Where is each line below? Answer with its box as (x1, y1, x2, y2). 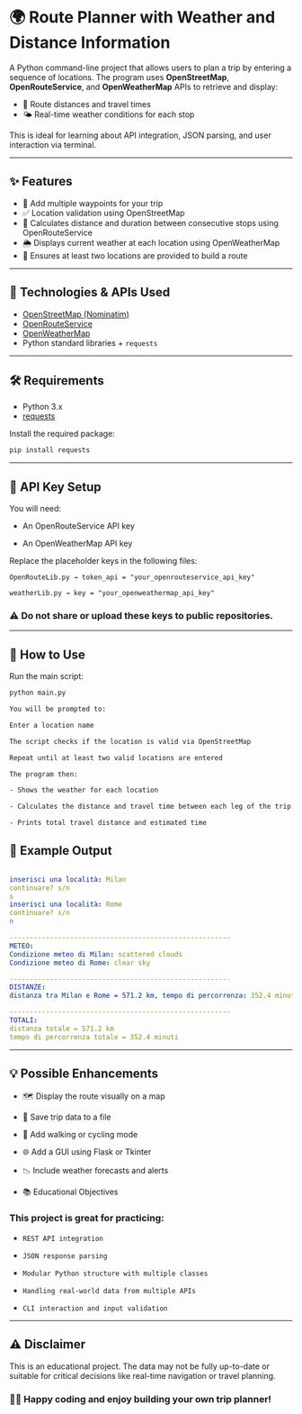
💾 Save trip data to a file (22, 1111, 111, 1122)
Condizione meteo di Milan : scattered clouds (9, 949, 182, 959)
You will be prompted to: (9, 704, 106, 714)
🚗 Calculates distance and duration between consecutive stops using (22, 217, 279, 228)
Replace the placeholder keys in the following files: (9, 556, 198, 567)
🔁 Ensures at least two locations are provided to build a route (22, 249, 248, 261)
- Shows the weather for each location (9, 785, 159, 795)
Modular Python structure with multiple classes (22, 1269, 209, 1278)
